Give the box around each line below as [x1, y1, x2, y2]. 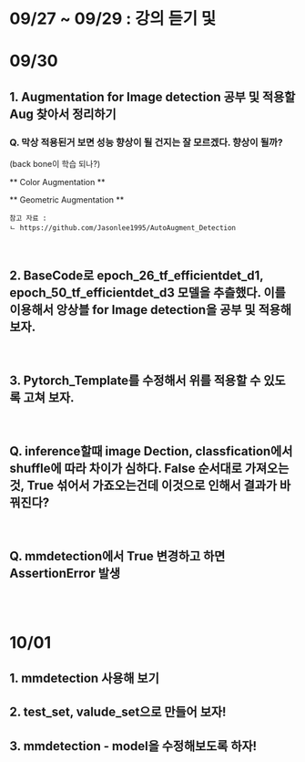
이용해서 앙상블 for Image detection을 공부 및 [9, 302, 257, 318]
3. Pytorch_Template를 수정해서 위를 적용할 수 [9, 373, 261, 389]
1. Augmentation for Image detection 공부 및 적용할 [9, 89, 296, 105]
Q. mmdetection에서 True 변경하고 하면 [9, 548, 226, 564]
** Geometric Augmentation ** [9, 194, 125, 205]
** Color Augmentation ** [9, 177, 106, 188]
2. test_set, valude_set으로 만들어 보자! [9, 705, 227, 720]
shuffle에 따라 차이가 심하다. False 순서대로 [9, 461, 243, 476]
